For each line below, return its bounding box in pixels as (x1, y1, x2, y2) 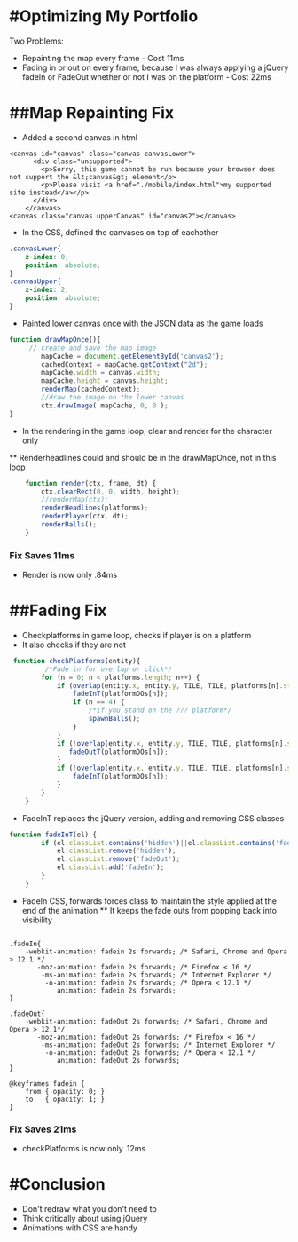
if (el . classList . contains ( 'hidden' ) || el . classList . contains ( (41, 838, 276, 847)
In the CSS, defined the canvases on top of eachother (21, 226, 219, 237)
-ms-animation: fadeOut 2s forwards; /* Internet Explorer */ (41, 1040, 276, 1049)
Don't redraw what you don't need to (21, 1204, 157, 1214)
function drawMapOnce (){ (9, 335, 101, 344)
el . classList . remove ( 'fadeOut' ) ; (56, 855, 180, 864)
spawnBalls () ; (88, 715, 141, 724)
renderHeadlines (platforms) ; (41, 503, 149, 512)
